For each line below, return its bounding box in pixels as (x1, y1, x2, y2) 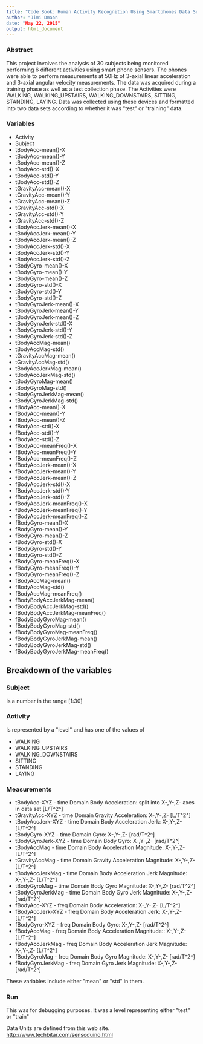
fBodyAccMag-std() (14, 583, 65, 591)
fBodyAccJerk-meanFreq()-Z (14, 513, 88, 520)
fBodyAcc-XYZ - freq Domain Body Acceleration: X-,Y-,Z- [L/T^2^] (14, 902, 181, 909)
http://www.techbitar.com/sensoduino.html (6, 1031, 114, 1039)
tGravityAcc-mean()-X (14, 185, 71, 192)
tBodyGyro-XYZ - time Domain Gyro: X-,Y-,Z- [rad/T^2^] (14, 831, 155, 838)
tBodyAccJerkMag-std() (14, 371, 76, 378)
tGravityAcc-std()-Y (14, 210, 65, 218)
